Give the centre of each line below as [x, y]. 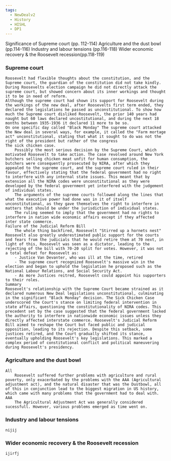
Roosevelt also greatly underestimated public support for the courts [82, 235]
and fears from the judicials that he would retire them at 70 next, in [84, 240]
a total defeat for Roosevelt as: [42, 253]
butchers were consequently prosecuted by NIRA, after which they [78, 164]
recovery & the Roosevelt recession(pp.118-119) [55, 55]
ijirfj [12, 454]
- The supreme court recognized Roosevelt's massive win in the [84, 262]
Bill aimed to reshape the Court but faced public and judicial [75, 325]
